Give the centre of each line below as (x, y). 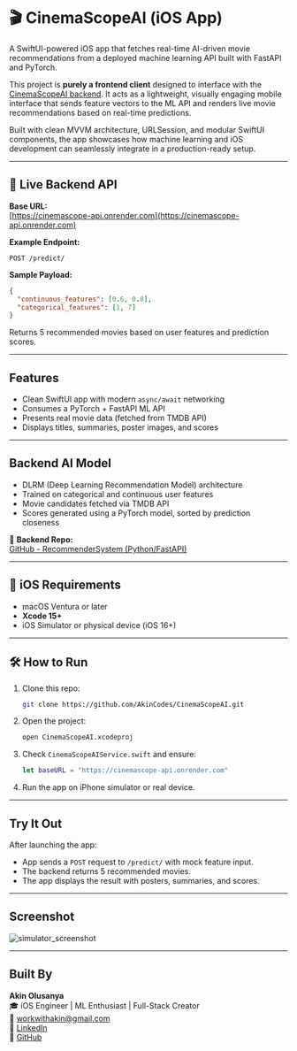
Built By (31, 974)
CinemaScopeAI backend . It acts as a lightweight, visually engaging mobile (146, 94)
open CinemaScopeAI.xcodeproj (78, 737)
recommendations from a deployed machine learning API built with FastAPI (145, 58)
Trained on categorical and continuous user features (118, 494)
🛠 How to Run (49, 662)
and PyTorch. (33, 67)
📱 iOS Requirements (65, 585)
